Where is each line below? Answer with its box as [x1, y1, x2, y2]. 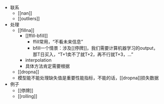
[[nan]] [17, 10, 32, 16]
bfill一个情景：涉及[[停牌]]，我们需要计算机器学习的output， [32, 45, 158, 51]
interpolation [25, 57, 52, 63]
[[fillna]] [17, 27, 34, 33]
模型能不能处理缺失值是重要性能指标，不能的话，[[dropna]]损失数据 [17, 75, 159, 81]
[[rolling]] [17, 93, 37, 99]
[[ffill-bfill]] [25, 32, 48, 39]
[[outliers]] [17, 16, 40, 21]
